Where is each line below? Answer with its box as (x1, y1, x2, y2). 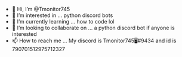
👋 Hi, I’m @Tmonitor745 (11, 6, 70, 12)
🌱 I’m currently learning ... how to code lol (11, 18, 115, 25)
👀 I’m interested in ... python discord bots (11, 12, 113, 19)
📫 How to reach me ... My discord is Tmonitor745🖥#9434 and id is (11, 37, 177, 44)
